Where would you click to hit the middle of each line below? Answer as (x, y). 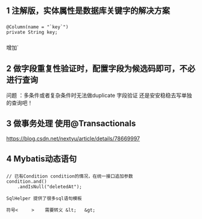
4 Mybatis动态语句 (42, 159)
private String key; (32, 32)
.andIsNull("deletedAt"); (50, 187)
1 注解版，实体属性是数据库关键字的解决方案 (88, 11)
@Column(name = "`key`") (37, 27)
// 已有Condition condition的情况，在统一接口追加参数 (70, 176)
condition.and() (27, 182)
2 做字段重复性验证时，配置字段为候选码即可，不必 (101, 68)
